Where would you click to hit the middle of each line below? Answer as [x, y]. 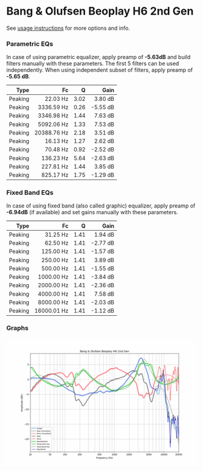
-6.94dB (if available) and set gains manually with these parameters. [92, 212]
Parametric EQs [30, 44]
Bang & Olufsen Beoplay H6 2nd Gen [100, 11]
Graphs [17, 328]
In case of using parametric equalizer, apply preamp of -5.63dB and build [98, 57]
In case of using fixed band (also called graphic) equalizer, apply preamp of [101, 206]
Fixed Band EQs [30, 192]
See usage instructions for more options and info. [68, 28]
